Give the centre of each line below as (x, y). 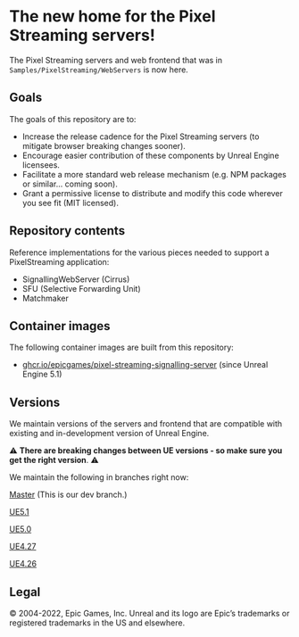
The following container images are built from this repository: (121, 347)
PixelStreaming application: (59, 261)
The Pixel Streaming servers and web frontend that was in (116, 60)
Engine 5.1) (42, 374)
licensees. (41, 165)
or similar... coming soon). (70, 184)
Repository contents (67, 231)
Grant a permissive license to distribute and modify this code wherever (153, 193)
